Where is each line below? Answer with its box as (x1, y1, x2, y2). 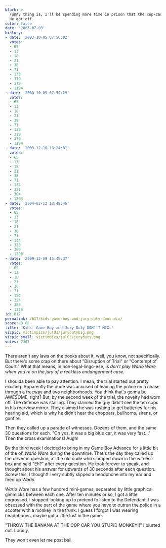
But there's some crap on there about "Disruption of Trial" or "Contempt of (5, 358, 157, 364)
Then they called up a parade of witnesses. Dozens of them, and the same (5, 425, 157, 430)
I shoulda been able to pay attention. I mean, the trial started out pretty (5, 378, 149, 384)
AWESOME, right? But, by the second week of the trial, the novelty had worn (5, 394, 161, 400)
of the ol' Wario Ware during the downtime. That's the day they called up (5, 450, 154, 456)
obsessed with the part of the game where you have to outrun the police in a (5, 502, 161, 508)
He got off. (9, 16, 35, 21)
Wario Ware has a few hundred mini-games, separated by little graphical (5, 486, 153, 492)
